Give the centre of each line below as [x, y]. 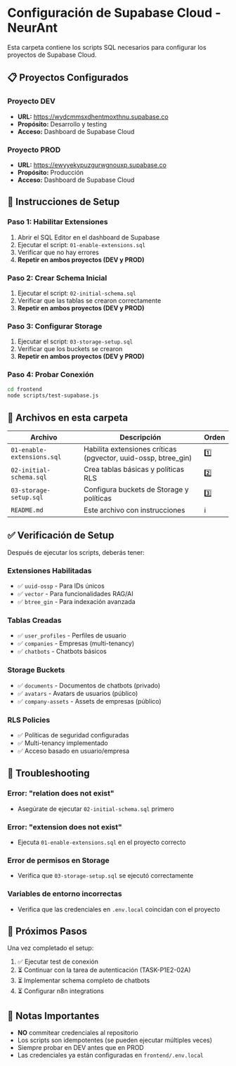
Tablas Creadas [34, 621]
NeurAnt [33, 28]
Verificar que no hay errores [58, 252]
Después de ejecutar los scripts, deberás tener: [76, 552]
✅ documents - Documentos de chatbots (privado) [89, 685]
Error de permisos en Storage [59, 860]
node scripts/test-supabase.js [53, 396]
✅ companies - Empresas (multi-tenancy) [76, 643]
